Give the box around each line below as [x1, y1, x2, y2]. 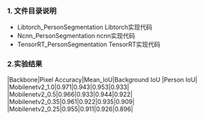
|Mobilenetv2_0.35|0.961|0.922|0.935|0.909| [7, 97, 135, 106]
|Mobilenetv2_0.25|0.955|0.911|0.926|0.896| [7, 105, 134, 113]
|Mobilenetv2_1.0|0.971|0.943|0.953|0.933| [7, 83, 130, 91]
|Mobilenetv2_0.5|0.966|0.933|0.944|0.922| [7, 90, 133, 98]
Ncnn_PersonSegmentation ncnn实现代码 [17, 32, 136, 40]
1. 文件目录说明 [7, 6, 57, 15]
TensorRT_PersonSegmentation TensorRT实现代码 [17, 40, 161, 49]
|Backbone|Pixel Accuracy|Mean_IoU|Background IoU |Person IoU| [7, 75, 198, 83]
